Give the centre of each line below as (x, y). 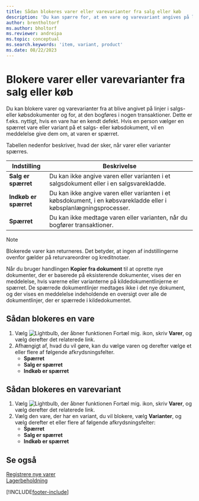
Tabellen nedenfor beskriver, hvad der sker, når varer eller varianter (88, 145)
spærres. (17, 151)
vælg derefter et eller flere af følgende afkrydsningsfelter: (85, 423)
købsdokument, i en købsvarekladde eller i (108, 200)
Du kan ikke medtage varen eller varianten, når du (118, 217)
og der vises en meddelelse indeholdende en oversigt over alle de (86, 294)
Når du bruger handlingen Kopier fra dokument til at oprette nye (85, 269)
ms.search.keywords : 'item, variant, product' (65, 45)
